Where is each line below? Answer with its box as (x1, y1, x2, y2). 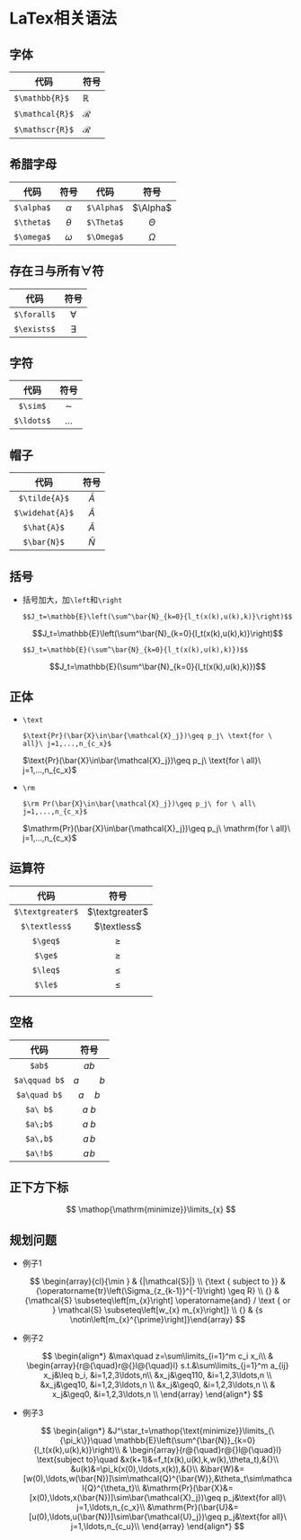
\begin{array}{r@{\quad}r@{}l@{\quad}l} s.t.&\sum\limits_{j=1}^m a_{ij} (26, 1360, 289, 1371)
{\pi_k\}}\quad (59, 1435, 112, 1446)
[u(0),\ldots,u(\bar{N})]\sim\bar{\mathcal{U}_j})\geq (28, 1511, 222, 1522)
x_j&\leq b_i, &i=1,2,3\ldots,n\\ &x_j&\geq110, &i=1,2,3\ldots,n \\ (43, 1370, 272, 1381)
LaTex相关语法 (9, 8, 117, 29)
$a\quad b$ (16, 1090, 63, 1099)
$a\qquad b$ (13, 1075, 66, 1085)
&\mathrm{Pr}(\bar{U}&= (146, 1502, 239, 1513)
